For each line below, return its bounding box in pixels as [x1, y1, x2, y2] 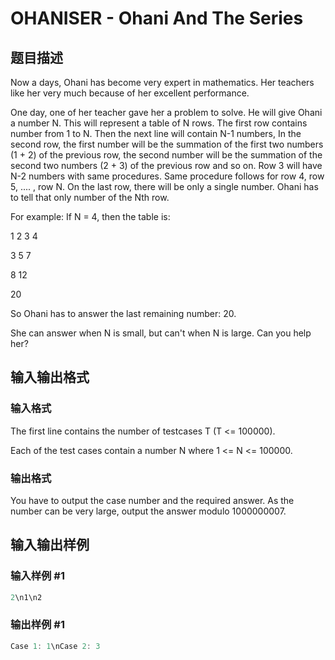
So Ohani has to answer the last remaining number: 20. [10, 308, 237, 319]
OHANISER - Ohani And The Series [10, 7, 304, 30]
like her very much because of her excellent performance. [10, 87, 250, 99]
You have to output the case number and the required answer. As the [10, 494, 295, 506]
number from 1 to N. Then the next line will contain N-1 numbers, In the [10, 128, 302, 139]
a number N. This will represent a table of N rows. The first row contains [10, 117, 308, 129]
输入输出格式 [10, 369, 90, 386]
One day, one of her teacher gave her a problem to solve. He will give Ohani [10, 107, 323, 118]
